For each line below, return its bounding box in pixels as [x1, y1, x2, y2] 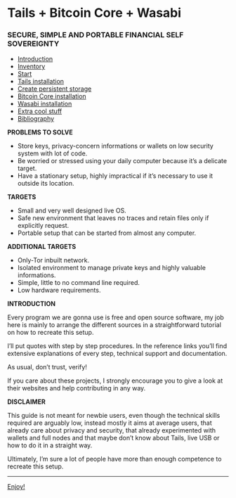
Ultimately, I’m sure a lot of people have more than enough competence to [7, 455, 222, 464]
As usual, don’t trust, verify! [7, 363, 88, 371]
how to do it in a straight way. [7, 441, 93, 449]
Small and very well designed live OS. [17, 206, 126, 215]
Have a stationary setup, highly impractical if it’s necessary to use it [17, 172, 213, 180]
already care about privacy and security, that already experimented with [7, 426, 216, 435]
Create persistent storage [17, 84, 92, 93]
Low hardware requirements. [17, 286, 101, 295]
